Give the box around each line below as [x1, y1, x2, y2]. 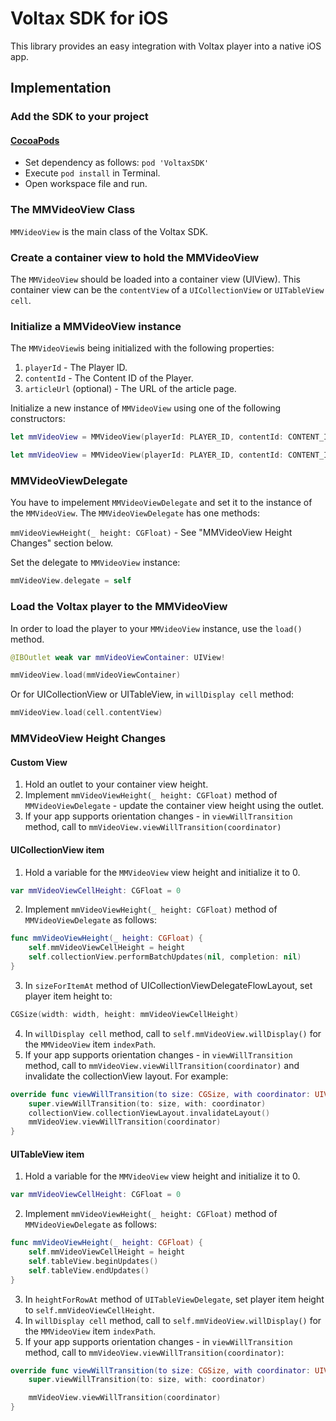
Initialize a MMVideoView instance [10, 319, 182, 333]
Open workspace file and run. [24, 178, 148, 190]
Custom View [10, 756, 68, 768]
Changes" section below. [10, 537, 114, 549]
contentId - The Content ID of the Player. [24, 372, 194, 384]
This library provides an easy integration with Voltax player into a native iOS [10, 40, 322, 52]
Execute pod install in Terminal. [24, 167, 161, 179]
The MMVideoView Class [10, 203, 136, 217]
